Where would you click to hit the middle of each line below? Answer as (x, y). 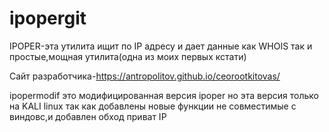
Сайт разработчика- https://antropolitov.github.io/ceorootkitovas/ (145, 76)
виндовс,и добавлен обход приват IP (88, 116)
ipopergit (48, 18)
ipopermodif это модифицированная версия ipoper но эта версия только (164, 95)
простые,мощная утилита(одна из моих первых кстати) (128, 56)
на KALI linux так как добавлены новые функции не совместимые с (153, 106)
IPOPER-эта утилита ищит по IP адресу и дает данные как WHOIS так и (161, 46)
